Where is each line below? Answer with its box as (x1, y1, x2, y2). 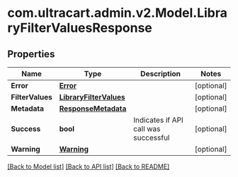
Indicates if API (133, 115, 184, 125)
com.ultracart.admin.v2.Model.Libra (7, 5, 228, 21)
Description (140, 69, 181, 78)
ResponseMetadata (59, 104, 127, 114)
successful (133, 133, 170, 142)
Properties (7, 48, 55, 60)
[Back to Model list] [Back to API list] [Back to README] (7, 162, 170, 171)
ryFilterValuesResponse (7, 20, 152, 36)
